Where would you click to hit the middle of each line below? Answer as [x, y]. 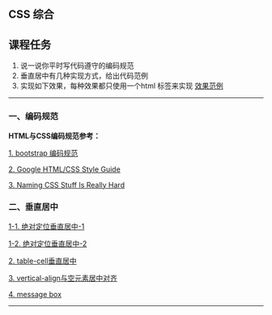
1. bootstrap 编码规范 [43, 153]
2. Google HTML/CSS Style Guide [65, 169]
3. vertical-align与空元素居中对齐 [63, 278]
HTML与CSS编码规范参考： [55, 135]
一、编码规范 [34, 117]
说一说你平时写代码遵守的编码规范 [77, 66]
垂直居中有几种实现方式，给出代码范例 [84, 76]
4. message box [35, 294]
